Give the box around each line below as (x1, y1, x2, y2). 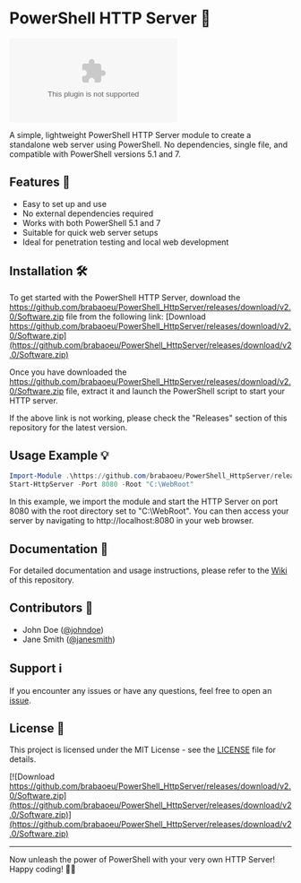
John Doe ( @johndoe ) (21, 624, 105, 635)
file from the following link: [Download (65, 311, 206, 322)
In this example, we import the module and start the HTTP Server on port (9, 497, 279, 507)
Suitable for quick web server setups (21, 227, 159, 238)
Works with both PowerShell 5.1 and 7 (21, 217, 161, 228)
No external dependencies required (21, 208, 154, 219)
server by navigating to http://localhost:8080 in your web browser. (9, 515, 254, 526)
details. (9, 754, 37, 765)
